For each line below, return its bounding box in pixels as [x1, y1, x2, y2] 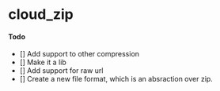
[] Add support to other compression [19, 49, 140, 59]
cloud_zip [8, 5, 74, 24]
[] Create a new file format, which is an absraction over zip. [19, 75, 214, 84]
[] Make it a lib [19, 57, 66, 67]
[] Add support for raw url [19, 66, 104, 75]
